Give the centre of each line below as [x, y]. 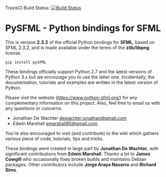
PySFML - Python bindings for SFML [83, 28]
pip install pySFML [26, 62]
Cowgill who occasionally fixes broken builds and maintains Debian [76, 159]
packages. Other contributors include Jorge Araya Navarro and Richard [81, 164]
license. [13, 53]
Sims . [11, 170]
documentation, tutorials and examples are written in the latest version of [82, 82]
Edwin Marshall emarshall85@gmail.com [55, 123]
